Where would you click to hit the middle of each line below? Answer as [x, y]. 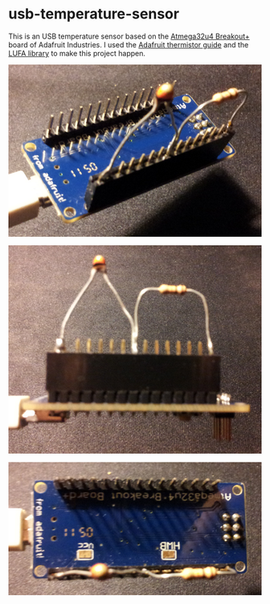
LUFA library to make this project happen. [77, 53]
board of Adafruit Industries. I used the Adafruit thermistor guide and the [129, 44]
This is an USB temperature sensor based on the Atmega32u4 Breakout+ [129, 36]
